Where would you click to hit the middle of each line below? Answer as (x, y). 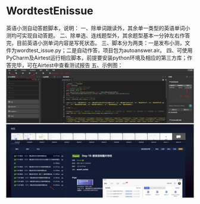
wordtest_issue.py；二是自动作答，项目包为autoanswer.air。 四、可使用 (104, 50)
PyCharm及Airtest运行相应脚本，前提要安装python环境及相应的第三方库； (97, 58)
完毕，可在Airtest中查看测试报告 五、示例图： (67, 65)
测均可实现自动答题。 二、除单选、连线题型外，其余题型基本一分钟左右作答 (98, 35)
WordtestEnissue (50, 11)
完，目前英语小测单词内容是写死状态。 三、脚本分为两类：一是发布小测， (96, 43)
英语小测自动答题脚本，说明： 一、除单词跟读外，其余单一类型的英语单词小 (98, 28)
